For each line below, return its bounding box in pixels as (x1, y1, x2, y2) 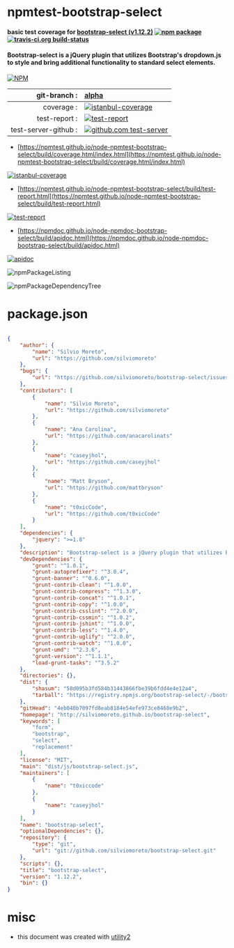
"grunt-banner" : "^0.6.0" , (32, 575, 111, 582)
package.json (7, 306, 88, 322)
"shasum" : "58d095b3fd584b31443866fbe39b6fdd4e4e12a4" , (32, 685, 198, 692)
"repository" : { (19, 834, 68, 841)
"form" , (32, 724, 54, 731)
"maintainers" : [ (19, 770, 70, 777)
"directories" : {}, (19, 672, 77, 680)
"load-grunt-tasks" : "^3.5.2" (32, 659, 120, 666)
